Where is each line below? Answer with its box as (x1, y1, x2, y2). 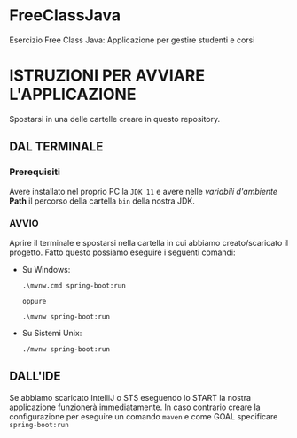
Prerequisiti (9, 165, 60, 178)
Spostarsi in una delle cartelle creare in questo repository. (9, 113, 221, 124)
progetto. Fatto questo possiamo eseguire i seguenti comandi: (9, 247, 237, 257)
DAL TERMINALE (9, 139, 104, 155)
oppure (21, 296, 47, 305)
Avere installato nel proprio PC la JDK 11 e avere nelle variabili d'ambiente (9, 186, 277, 196)
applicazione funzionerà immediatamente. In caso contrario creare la (9, 402, 261, 412)
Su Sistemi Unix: (21, 327, 82, 338)
